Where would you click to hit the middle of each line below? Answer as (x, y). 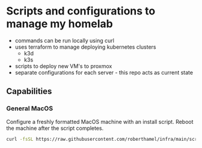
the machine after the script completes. (55, 128)
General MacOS (29, 108)
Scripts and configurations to (81, 11)
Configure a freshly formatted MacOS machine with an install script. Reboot (100, 122)
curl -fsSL (20, 139)
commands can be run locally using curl (64, 40)
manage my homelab (60, 24)
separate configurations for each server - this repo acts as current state (104, 72)
